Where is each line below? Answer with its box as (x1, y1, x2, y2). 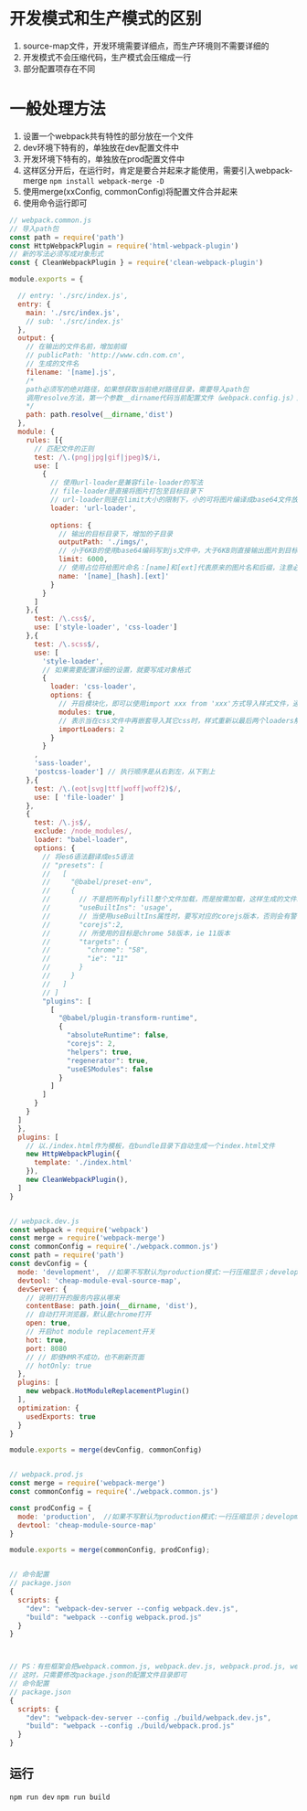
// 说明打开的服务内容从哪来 (26, 1293, 121, 1303)
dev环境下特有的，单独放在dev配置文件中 (22, 142, 180, 153)
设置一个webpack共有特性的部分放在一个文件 (22, 130, 194, 142)
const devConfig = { (9, 1259, 89, 1268)
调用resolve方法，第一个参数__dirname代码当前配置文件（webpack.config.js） (26, 393, 297, 402)
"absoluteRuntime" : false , (67, 1030, 170, 1040)
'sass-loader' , (33, 759, 92, 768)
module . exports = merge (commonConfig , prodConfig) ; (9, 1546, 210, 1555)
